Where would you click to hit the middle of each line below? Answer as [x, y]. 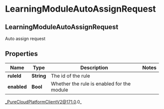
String [39, 75]
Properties [21, 54]
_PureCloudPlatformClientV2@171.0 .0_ [43, 102]
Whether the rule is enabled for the [91, 84]
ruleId [14, 75]
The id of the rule [71, 75]
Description [94, 68]
